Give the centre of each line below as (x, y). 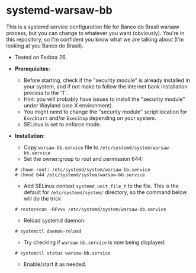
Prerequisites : (32, 68)
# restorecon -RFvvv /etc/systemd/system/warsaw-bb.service (90, 209)
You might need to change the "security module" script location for (105, 112)
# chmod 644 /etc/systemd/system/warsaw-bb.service (80, 175)
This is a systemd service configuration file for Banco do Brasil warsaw (93, 27)
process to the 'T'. (46, 93)
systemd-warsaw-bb (59, 10)
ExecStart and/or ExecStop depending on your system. (90, 118)
